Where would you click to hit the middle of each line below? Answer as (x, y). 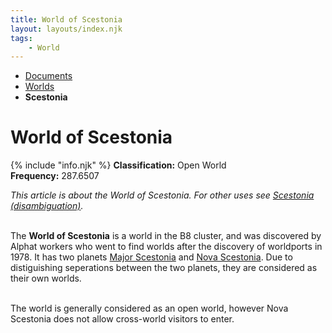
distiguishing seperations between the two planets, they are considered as (164, 268)
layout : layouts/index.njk (66, 29)
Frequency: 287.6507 (55, 176)
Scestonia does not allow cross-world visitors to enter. (122, 319)
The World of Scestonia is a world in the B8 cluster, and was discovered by (166, 236)
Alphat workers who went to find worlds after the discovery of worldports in (166, 247)
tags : (21, 38)
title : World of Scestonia (66, 19)
